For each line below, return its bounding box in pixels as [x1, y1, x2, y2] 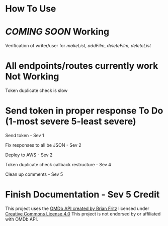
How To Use [5, 3, 56, 15]
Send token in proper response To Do [5, 105, 163, 117]
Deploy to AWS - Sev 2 [5, 152, 53, 158]
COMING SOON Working [5, 26, 110, 38]
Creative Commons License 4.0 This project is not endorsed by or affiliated [5, 210, 161, 216]
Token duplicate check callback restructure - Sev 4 [5, 162, 112, 167]
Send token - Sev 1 [5, 133, 44, 138]
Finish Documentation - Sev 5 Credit [5, 189, 160, 200]
